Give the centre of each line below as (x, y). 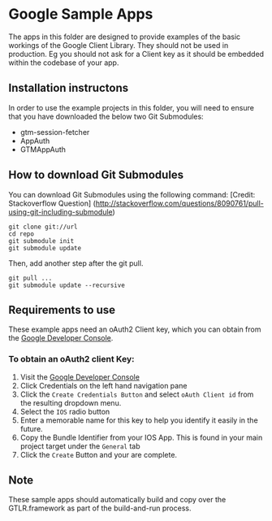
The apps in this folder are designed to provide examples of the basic (125, 37)
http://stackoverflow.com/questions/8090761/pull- (179, 203)
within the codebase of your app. (64, 63)
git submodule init (41, 241)
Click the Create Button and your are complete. (98, 454)
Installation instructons (68, 88)
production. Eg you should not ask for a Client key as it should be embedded (136, 54)
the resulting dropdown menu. (71, 402)
